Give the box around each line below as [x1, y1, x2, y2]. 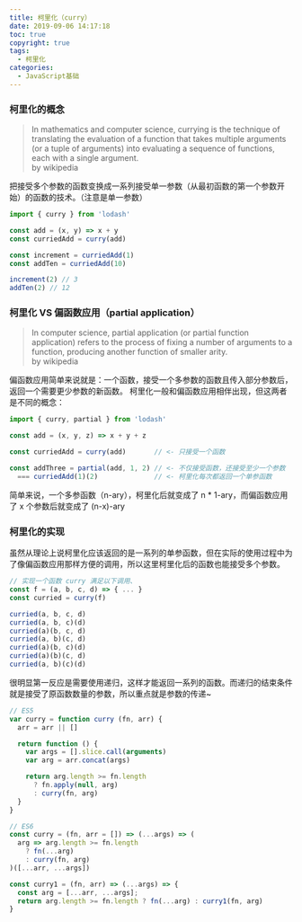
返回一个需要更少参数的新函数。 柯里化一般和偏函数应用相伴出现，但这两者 [9, 386, 288, 396]
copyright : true [9, 38, 70, 48]
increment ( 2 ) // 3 [9, 275, 78, 284]
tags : [9, 47, 30, 56]
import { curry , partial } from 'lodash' [9, 415, 167, 424]
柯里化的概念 [9, 102, 66, 115]
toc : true [9, 30, 47, 39]
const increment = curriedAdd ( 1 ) [9, 251, 135, 260]
